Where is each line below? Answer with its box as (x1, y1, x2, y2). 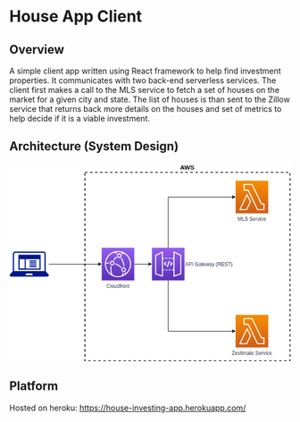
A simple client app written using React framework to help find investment (9, 65, 281, 76)
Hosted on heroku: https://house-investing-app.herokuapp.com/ (9, 402, 246, 413)
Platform (9, 378, 59, 394)
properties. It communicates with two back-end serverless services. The (9, 75, 277, 86)
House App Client (9, 6, 143, 27)
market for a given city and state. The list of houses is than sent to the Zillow (9, 94, 290, 105)
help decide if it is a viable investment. (9, 114, 150, 123)
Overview (9, 42, 65, 57)
